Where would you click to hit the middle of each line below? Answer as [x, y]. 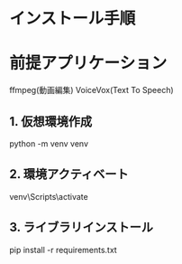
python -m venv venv [49, 143]
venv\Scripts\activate [49, 196]
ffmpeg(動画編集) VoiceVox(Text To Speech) [91, 90]
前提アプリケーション [88, 63]
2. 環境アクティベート [69, 174]
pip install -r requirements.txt [63, 250]
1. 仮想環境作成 [51, 122]
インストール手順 [73, 19]
